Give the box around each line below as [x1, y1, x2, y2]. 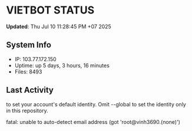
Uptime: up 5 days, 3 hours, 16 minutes [14, 62, 110, 69]
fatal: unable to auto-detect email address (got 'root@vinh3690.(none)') [6, 118, 181, 125]
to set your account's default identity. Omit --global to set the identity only [6, 100, 187, 108]
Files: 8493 [14, 68, 42, 75]
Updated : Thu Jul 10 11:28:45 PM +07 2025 [6, 23, 112, 30]
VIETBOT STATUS [6, 4, 95, 17]
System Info [6, 40, 52, 50]
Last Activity [6, 85, 54, 95]
